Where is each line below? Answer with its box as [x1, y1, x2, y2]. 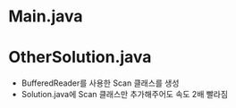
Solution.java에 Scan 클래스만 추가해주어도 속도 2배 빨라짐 [21, 89, 229, 100]
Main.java [8, 6, 83, 27]
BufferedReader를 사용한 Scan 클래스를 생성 [21, 78, 180, 88]
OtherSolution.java [8, 47, 152, 68]
